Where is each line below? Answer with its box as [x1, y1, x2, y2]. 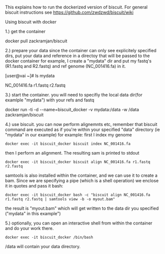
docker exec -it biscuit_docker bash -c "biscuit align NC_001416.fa [5, 192, 151, 197]
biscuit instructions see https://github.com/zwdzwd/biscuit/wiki [5, 9, 134, 15]
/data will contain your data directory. [5, 244, 81, 249]
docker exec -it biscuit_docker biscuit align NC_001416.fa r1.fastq [5, 159, 151, 164]
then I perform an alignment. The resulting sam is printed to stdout [5, 150, 139, 156]
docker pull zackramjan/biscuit [5, 38, 68, 44]
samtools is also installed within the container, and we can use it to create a [5, 172, 158, 178]
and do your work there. [5, 225, 54, 231]
